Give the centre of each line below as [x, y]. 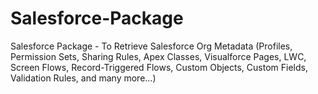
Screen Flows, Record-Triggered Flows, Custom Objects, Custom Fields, [159, 67]
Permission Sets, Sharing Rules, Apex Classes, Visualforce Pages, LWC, [158, 56]
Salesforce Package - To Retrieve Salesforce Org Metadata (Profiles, [151, 46]
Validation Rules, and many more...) [83, 78]
